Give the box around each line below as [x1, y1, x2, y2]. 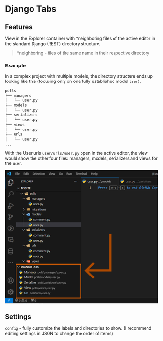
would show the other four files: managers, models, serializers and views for [5, 155, 158, 161]
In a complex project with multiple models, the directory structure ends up [5, 73, 153, 79]
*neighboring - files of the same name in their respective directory [16, 50, 150, 56]
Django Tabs [5, 3, 57, 15]
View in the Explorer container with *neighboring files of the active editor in [5, 35, 156, 41]
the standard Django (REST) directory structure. [5, 41, 101, 47]
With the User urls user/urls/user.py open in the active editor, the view [5, 150, 148, 156]
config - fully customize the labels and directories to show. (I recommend [5, 325, 152, 331]
